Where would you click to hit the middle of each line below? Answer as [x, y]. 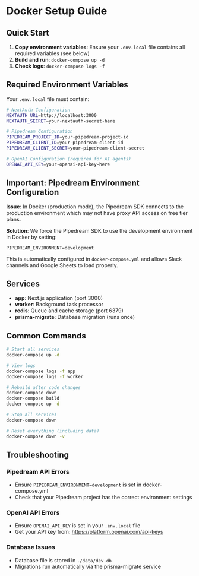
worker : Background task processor [59, 305]
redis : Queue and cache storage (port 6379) [69, 311]
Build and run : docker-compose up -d [60, 60]
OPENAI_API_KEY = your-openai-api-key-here [58, 164]
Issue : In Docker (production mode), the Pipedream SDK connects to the [95, 207]
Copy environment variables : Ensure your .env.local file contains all [100, 47]
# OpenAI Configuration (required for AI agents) [69, 159]
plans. [14, 219]
